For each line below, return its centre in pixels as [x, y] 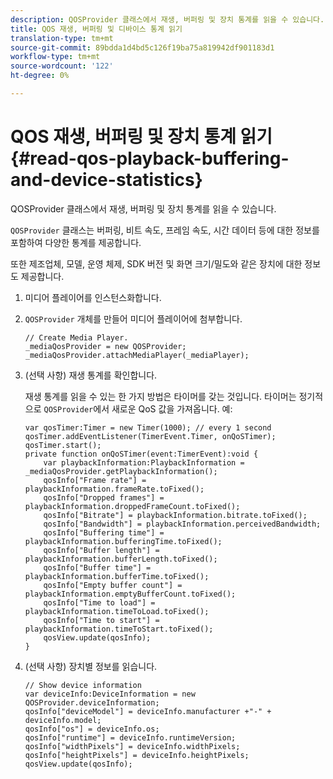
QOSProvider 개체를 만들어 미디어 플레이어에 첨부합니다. [133, 318]
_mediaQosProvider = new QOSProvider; [105, 346]
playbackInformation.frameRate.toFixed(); [114, 489]
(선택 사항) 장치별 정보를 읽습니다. [91, 666]
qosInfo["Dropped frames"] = [104, 497]
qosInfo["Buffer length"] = [101, 550]
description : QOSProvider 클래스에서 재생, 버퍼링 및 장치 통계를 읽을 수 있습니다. [167, 19]
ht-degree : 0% [40, 76]
